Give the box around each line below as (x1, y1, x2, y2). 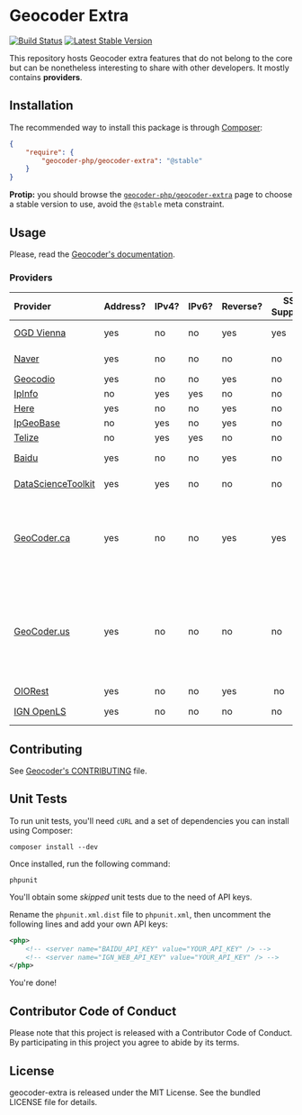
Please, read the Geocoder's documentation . (9, 249, 175, 260)
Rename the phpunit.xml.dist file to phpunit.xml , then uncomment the (9, 909, 271, 919)
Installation (9, 98, 74, 114)
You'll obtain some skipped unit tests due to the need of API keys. (9, 891, 253, 902)
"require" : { (25, 148, 75, 157)
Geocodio (13, 373, 56, 386)
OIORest (13, 685, 49, 698)
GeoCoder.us (13, 626, 70, 638)
